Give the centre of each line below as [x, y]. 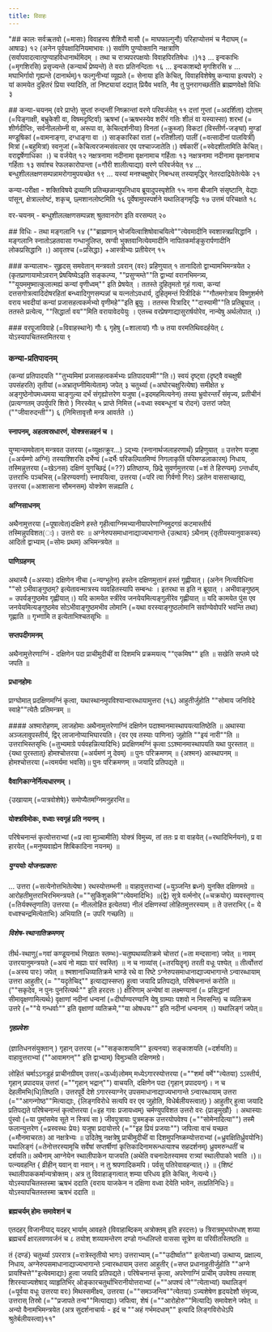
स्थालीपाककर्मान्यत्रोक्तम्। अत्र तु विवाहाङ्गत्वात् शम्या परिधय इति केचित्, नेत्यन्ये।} [113, 1174]
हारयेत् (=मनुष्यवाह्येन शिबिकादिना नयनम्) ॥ [64, 847]
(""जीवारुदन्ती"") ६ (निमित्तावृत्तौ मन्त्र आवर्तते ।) [71, 412]
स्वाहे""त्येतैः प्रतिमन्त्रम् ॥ [39, 709]
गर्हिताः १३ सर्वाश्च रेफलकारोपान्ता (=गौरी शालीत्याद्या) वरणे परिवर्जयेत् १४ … [105, 164]
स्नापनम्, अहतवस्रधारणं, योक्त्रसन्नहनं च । [61, 431]
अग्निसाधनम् [24, 505]
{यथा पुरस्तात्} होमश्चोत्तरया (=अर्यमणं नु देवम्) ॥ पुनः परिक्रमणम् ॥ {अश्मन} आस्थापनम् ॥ [123, 753]
